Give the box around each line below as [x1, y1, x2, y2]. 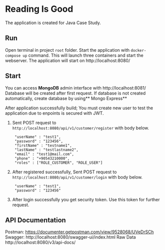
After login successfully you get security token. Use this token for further [12, 196, 160, 202]
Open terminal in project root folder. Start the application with [5, 47, 130, 53]
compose [5, 53, 21, 58]
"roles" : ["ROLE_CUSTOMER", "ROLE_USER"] [14, 160, 103, 165]
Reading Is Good [5, 3, 74, 15]
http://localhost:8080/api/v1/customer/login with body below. [12, 174, 143, 180]
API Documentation [5, 216, 66, 224]
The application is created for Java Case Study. [5, 20, 101, 26]
